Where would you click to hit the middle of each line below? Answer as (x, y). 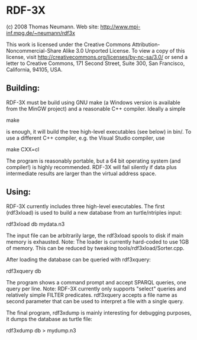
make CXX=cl (23, 149)
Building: (23, 88)
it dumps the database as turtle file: (49, 319)
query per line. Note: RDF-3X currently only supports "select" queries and (96, 289)
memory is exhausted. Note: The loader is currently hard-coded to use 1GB (98, 242)
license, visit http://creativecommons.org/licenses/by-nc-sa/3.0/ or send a (97, 57)
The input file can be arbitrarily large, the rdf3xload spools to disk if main (95, 235)
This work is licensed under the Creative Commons (69, 44)
